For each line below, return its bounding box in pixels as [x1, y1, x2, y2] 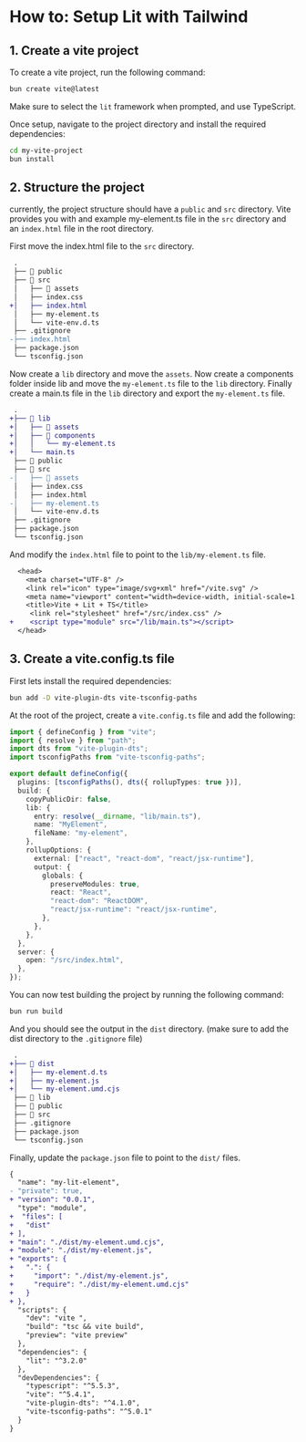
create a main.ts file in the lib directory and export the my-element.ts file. [9, 388, 285, 399]
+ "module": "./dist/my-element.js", [9, 1246, 153, 1255]
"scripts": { [17, 1305, 67, 1314]
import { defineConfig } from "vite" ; [9, 727, 157, 736]
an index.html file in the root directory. [9, 223, 155, 234]
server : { [17, 947, 55, 957]
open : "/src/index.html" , [25, 956, 125, 965]
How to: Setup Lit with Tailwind [9, 6, 249, 27]
